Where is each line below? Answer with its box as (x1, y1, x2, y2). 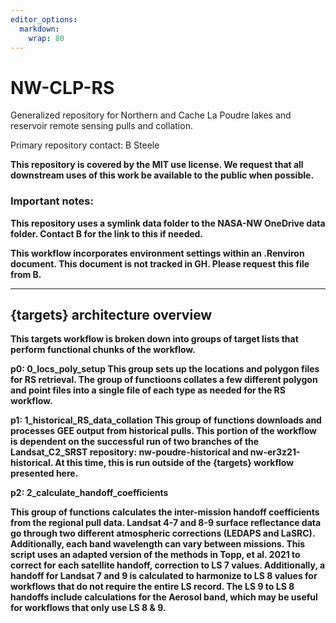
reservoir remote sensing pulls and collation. (10, 120, 193, 132)
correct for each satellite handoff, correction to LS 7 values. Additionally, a (10, 559, 326, 571)
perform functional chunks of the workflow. (10, 344, 196, 356)
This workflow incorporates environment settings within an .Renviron (10, 247, 305, 259)
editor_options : (10, 14, 78, 25)
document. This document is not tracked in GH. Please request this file (10, 257, 310, 270)
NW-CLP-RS (10, 76, 115, 99)
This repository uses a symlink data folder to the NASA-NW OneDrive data (10, 217, 326, 229)
